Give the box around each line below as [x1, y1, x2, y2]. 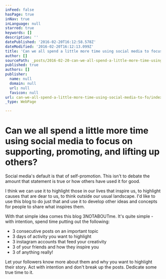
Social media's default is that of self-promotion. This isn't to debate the [5, 173, 150, 179]
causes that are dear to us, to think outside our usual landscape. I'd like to [5, 193, 156, 199]
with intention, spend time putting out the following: [5, 219, 110, 224]
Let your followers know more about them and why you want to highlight [5, 259, 153, 265]
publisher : [5, 72, 28, 77]
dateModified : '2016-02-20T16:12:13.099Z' [5, 44, 94, 49]
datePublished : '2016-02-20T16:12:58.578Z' [5, 40, 96, 45]
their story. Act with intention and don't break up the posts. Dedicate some [5, 264, 157, 270]
